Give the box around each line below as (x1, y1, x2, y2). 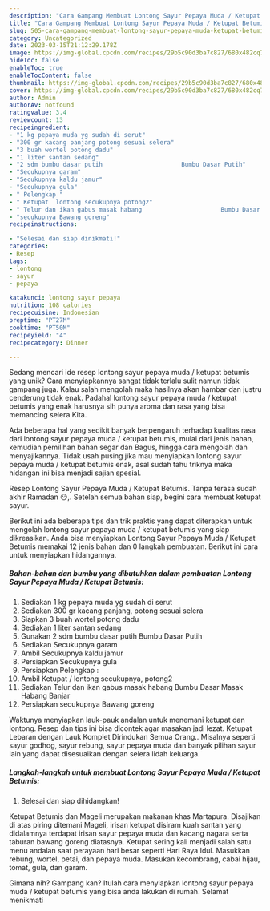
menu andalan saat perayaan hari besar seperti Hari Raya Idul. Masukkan (9, 846, 251, 856)
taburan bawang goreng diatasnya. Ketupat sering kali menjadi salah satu (9, 837, 252, 847)
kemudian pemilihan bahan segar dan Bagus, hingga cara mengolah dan (9, 442, 248, 453)
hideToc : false (9, 57, 60, 65)
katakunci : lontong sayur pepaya (9, 294, 121, 302)
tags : (9, 257, 27, 265)
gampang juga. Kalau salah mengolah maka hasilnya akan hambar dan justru (9, 385, 262, 394)
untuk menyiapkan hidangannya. (9, 550, 117, 560)
